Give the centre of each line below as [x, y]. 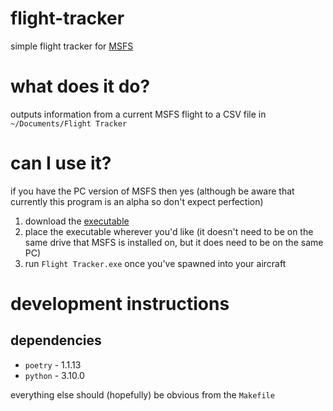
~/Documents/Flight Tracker [69, 123]
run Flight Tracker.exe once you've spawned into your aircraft [155, 263]
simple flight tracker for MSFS [72, 46]
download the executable [77, 221]
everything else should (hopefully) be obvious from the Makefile [142, 394]
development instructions [120, 304]
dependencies [56, 340]
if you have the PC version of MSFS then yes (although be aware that [152, 191]
